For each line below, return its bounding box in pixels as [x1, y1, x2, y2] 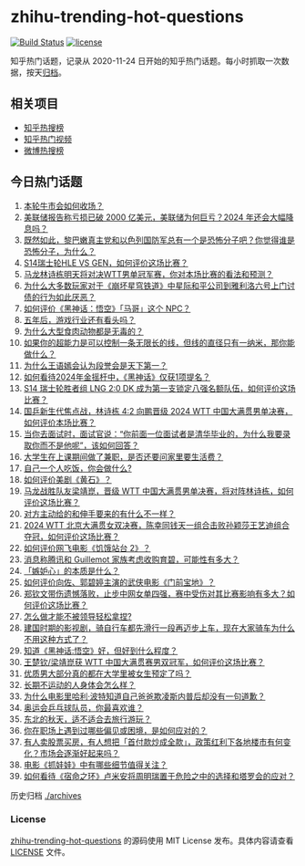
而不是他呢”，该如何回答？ [39, 440, 139, 451]
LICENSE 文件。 [10, 846, 71, 857]
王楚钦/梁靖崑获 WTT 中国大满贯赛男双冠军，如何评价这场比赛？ [23, 656, 265, 667]
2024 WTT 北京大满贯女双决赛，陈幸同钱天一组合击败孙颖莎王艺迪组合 [23, 519, 290, 530]
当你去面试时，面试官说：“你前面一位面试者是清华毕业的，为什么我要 [23, 428, 283, 439]
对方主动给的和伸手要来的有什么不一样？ [23, 508, 176, 519]
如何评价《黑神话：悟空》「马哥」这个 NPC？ [23, 303, 191, 314]
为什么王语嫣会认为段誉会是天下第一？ [23, 360, 168, 370]
